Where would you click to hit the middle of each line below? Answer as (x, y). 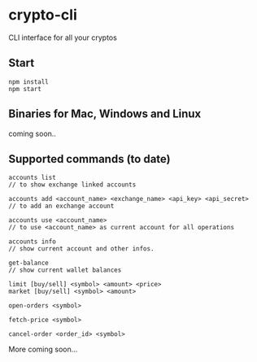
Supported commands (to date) (89, 159)
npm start (25, 89)
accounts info (33, 242)
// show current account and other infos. (81, 249)
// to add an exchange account (61, 206)
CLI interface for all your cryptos (63, 37)
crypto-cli (43, 15)
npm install (28, 82)
